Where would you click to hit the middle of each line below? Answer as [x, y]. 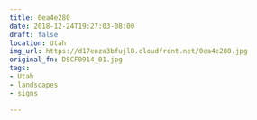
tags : [19, 69]
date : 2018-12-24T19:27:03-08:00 [72, 26]
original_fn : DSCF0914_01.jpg [66, 60]
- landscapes [34, 85]
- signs [24, 93]
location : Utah [38, 43]
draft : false [34, 34]
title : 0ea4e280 [40, 18]
